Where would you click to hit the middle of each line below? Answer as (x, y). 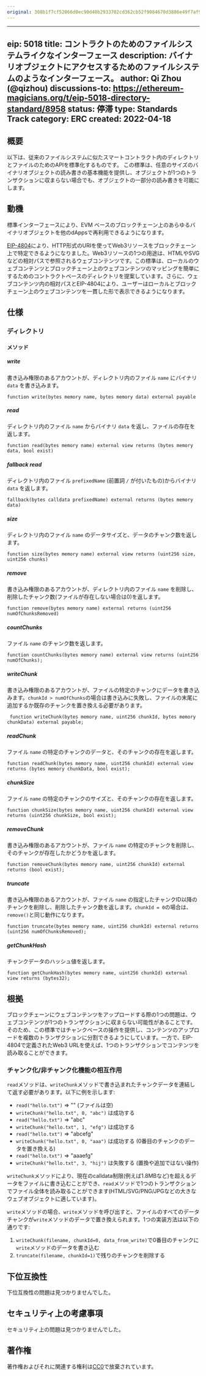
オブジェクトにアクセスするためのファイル (95, 67)
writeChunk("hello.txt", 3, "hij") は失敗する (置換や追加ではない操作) (107, 1163)
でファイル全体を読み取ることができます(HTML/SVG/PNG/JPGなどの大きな (102, 1191)
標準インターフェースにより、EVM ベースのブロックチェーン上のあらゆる (98, 224)
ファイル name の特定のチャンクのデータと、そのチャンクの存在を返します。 (102, 752)
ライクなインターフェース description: (95, 56)
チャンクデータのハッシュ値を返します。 (58, 961)
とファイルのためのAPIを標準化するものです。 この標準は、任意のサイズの (100, 165)
